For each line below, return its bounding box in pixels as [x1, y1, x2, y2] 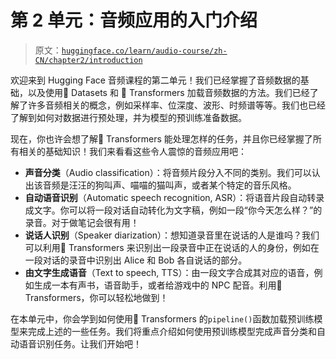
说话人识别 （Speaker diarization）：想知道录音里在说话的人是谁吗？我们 [24, 229, 320, 241]
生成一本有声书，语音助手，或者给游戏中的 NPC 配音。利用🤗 [33, 279, 283, 291]
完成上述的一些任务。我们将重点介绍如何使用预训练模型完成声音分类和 [27, 325, 317, 337]
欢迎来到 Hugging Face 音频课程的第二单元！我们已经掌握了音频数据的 [10, 74, 301, 86]
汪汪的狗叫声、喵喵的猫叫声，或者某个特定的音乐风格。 [68, 179, 297, 191]
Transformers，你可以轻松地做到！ [24, 291, 169, 303]
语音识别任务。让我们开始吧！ [18, 337, 142, 350]
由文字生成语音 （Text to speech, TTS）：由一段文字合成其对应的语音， [24, 266, 315, 278]
